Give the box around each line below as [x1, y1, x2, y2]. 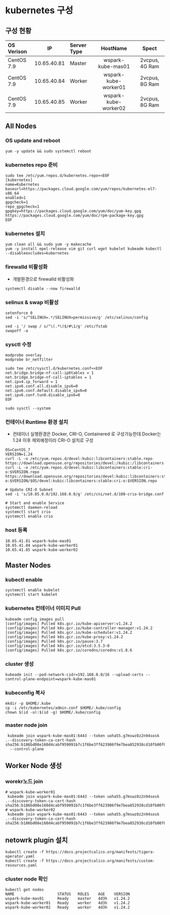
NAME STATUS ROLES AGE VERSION [5, 892, 130, 897]
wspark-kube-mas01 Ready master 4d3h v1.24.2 [5, 896, 130, 901]
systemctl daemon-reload [5, 505, 58, 510]
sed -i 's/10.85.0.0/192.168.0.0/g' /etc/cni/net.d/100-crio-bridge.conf [5, 492, 164, 497]
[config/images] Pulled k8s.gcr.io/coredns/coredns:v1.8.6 [5, 647, 133, 653]
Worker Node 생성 [5, 761, 62, 770]
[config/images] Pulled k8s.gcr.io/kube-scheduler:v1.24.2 [5, 630, 133, 635]
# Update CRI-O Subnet [5, 487, 53, 492]
